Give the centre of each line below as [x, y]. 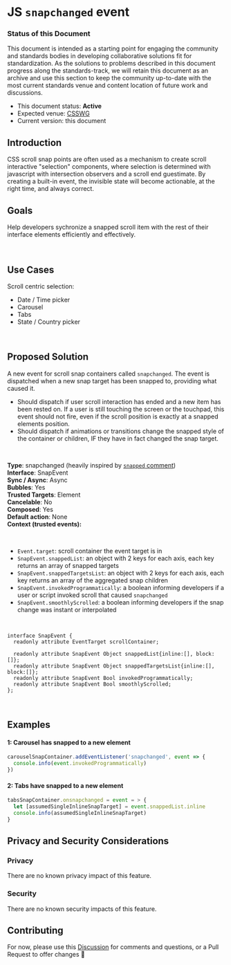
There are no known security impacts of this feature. [82, 909]
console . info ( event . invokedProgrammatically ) [80, 764]
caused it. [21, 388]
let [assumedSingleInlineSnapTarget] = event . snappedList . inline [110, 807]
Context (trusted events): [44, 524]
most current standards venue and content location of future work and [108, 85]
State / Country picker [49, 322]
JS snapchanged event [68, 12]
